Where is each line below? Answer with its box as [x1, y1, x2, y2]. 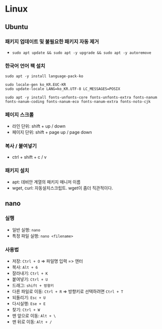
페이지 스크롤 [5, 112, 34, 118]
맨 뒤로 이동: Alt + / [12, 319, 52, 325]
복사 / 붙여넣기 [5, 143, 37, 149]
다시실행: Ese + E [12, 301, 46, 307]
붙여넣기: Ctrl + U [12, 277, 48, 282]
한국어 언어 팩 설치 [5, 62, 46, 69]
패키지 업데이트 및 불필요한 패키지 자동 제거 [5, 38, 99, 45]
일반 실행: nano [12, 227, 40, 232]
